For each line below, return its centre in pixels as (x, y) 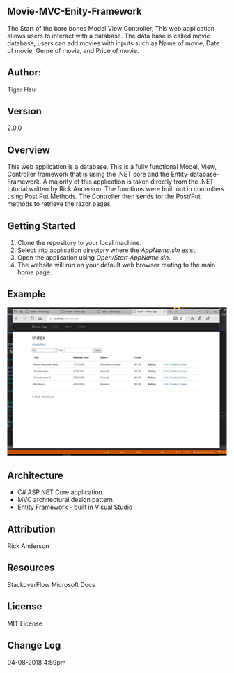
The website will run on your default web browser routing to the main (116, 265)
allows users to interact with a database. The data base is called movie (109, 36)
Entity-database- (195, 175)
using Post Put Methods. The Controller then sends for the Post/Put (104, 197)
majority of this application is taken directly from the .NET (131, 182)
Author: (24, 73)
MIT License (25, 623)
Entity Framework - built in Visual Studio (75, 507)
